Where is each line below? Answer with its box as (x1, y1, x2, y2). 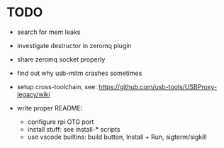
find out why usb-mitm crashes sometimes (16, 69, 142, 77)
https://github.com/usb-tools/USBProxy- (98, 82, 218, 91)
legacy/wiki (16, 90, 50, 98)
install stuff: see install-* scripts (27, 125, 121, 133)
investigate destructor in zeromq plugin (16, 41, 132, 50)
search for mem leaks (16, 28, 81, 36)
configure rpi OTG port (27, 118, 94, 126)
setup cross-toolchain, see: (16, 82, 97, 91)
